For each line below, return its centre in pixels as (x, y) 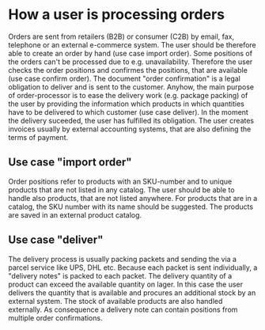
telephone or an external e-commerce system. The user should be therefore (132, 44)
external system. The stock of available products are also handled (115, 301)
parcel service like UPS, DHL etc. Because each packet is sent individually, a (133, 267)
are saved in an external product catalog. (75, 214)
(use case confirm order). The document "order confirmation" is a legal (125, 78)
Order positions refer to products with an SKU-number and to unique (120, 181)
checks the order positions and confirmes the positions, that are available (128, 70)
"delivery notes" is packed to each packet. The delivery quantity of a (120, 275)
